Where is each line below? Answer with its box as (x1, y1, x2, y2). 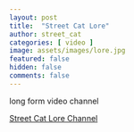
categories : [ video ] (9, 37, 94, 47)
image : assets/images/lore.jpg (9, 46, 126, 55)
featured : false (9, 54, 70, 63)
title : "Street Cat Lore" (9, 21, 110, 30)
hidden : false (9, 63, 63, 72)
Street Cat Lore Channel (9, 112, 98, 123)
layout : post (9, 12, 58, 22)
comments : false (9, 71, 70, 80)
